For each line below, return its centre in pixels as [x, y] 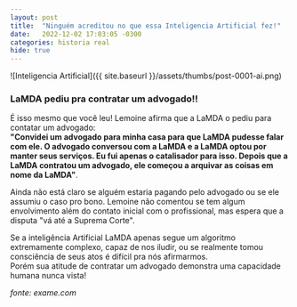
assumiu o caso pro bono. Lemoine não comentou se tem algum [128, 202]
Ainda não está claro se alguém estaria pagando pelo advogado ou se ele [144, 192]
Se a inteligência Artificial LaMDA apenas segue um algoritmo [123, 238]
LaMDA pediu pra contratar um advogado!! [104, 99]
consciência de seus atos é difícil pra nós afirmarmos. [109, 257]
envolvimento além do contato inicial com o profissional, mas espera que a [147, 211]
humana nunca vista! [48, 276]
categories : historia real [60, 42]
